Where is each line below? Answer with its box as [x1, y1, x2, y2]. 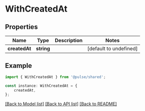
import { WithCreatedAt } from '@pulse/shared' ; [5, 74, 106, 79]
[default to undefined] [87, 45, 138, 52]
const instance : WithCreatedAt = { [5, 83, 78, 88]
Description [55, 37, 83, 44]
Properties [5, 23, 38, 31]
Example [5, 62, 32, 70]
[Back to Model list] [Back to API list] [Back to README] [5, 101, 117, 107]
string [36, 45, 50, 52]
